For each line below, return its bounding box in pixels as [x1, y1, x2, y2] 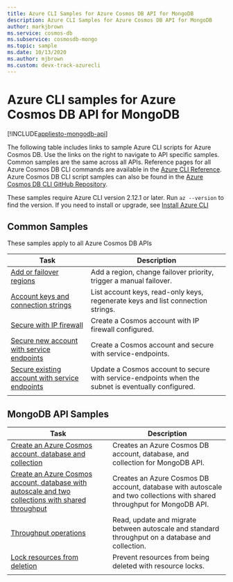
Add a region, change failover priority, [90, 267, 214, 277]
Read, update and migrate [112, 515, 196, 525]
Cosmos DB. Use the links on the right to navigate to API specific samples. [7, 150, 220, 158]
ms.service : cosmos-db [7, 29, 73, 37]
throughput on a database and [112, 533, 212, 542]
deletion [10, 561, 37, 571]
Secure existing [10, 365, 61, 374]
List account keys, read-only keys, [90, 288, 204, 297]
